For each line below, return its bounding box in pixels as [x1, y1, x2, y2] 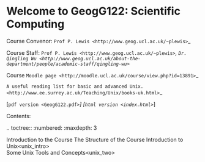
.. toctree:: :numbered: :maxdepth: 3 [6, 124, 97, 132]
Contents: [6, 112, 31, 119]
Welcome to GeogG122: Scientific [6, 4, 181, 18]
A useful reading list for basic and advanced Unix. [6, 83, 144, 90]
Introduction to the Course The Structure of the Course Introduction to [6, 136, 184, 143]
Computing [6, 17, 65, 31]
